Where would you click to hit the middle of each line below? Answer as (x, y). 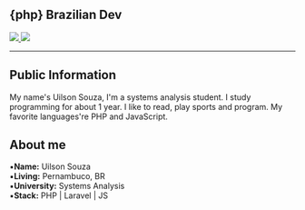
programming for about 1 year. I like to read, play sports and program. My (146, 106)
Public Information (63, 75)
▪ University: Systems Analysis (67, 186)
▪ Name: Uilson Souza (50, 166)
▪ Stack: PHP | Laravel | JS (59, 195)
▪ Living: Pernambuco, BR (58, 176)
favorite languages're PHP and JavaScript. (89, 116)
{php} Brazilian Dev (66, 15)
